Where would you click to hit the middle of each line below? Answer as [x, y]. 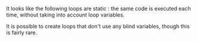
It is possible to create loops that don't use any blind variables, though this [98, 26]
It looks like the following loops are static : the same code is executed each [99, 9]
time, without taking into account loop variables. [65, 15]
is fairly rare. [22, 33]
